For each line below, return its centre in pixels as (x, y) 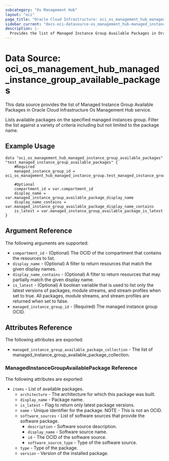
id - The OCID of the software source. (67, 437)
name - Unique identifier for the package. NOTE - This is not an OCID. (91, 410)
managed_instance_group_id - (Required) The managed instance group (85, 306)
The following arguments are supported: (47, 243)
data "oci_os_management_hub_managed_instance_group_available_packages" (84, 158)
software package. (39, 421)
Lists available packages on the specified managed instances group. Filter (82, 120)
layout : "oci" (20, 15)
